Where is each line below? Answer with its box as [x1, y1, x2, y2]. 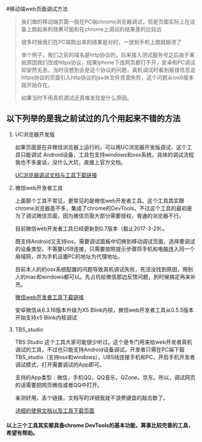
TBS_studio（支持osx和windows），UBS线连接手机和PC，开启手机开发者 [14, 353, 195, 361]
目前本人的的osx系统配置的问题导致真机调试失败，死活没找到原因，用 [14, 265, 188, 273]
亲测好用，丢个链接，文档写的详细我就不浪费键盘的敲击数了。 [14, 394, 169, 401]
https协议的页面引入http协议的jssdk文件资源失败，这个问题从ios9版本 [21, 74, 194, 81]
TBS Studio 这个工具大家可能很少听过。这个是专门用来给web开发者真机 [14, 338, 192, 346]
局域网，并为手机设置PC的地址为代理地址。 [14, 253, 123, 260]
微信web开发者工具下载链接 [14, 293, 84, 300]
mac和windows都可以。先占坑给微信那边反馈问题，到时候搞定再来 [25, 273, 191, 280]
